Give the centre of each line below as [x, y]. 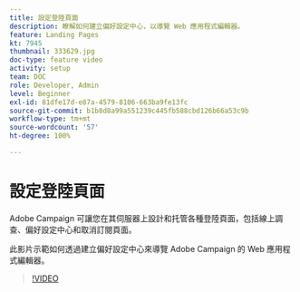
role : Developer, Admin [54, 85]
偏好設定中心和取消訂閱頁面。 [81, 229]
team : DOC [28, 77]
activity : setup [40, 69]
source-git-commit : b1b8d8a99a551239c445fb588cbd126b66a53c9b [129, 111]
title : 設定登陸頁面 [44, 18]
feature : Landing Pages [54, 34]
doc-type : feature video [56, 60]
